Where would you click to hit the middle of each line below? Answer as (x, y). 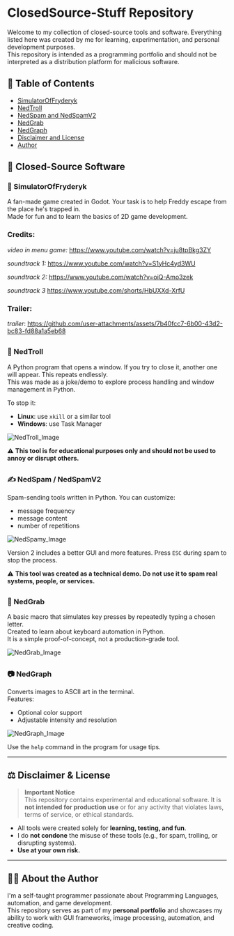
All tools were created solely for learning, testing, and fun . (102, 828)
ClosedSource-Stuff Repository (100, 13)
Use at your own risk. (49, 850)
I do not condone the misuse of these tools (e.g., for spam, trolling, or (117, 835)
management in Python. (41, 389)
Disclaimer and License (51, 137)
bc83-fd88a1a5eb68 (37, 331)
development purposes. (41, 47)
